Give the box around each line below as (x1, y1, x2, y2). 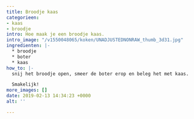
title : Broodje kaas (6, 8, 59, 15)
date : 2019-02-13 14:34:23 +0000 (6, 93, 91, 99)
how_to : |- (6, 65, 34, 71)
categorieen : (6, 14, 40, 21)
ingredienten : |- (6, 43, 50, 49)
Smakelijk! (12, 82, 40, 88)
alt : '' (6, 98, 26, 105)
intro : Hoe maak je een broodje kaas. (6, 31, 105, 37)
